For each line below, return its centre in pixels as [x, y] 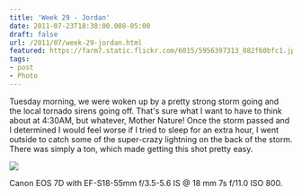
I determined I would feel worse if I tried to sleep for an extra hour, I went [144, 130]
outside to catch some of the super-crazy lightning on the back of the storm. [151, 139]
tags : [19, 59]
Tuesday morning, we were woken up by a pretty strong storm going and [144, 101]
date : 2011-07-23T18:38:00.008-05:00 [80, 26]
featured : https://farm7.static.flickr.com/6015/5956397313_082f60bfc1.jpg [154, 51]
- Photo [24, 76]
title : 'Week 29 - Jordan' [60, 17]
